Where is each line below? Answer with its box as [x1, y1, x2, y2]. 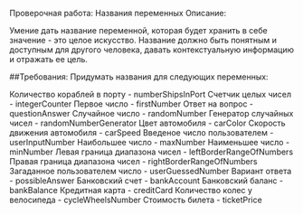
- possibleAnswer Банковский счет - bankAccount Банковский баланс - [9, 175, 283, 186]
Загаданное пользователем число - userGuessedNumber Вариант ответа [9, 166, 292, 176]
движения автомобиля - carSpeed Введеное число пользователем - [9, 127, 274, 138]
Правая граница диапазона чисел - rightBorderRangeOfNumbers [9, 156, 258, 166]
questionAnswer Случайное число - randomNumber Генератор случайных [9, 108, 294, 118]
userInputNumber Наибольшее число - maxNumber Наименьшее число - [9, 137, 290, 147]
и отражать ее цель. [9, 54, 89, 64]
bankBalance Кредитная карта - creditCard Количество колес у [9, 185, 253, 195]
